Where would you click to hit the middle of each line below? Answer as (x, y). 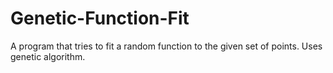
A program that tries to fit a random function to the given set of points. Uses (166, 46)
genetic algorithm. (48, 56)
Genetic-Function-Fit (100, 18)
